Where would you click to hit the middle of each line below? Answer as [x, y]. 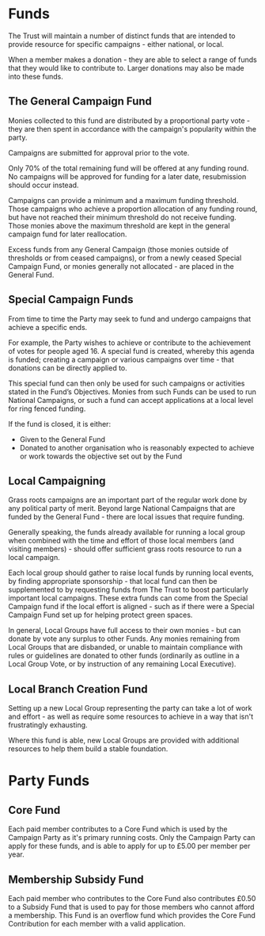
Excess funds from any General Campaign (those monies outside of [119, 249]
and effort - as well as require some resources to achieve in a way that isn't [131, 717]
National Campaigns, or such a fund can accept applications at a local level [131, 400]
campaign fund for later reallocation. [68, 234]
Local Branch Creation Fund [78, 689]
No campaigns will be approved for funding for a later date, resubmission [127, 176]
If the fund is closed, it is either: [60, 424]
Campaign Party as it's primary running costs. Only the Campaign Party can [132, 838]
